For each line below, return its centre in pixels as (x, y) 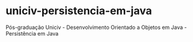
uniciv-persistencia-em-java (79, 11)
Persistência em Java (32, 33)
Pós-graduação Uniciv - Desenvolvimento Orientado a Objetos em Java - (96, 27)
